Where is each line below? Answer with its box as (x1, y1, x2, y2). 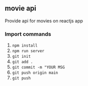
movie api (5, 4, 37, 13)
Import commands (5, 30, 51, 37)
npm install (12, 43, 38, 48)
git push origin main (12, 70, 58, 76)
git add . (12, 59, 34, 64)
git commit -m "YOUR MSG (12, 65, 65, 70)
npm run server (12, 49, 45, 54)
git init (12, 54, 31, 59)
